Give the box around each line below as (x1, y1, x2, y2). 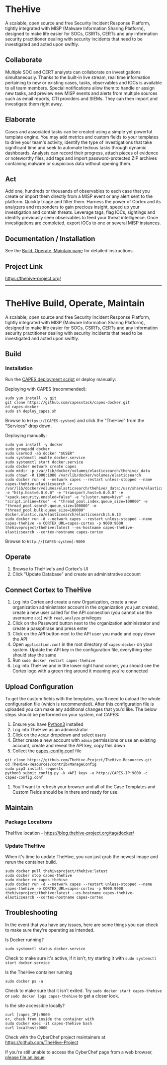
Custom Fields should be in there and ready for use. (12, 789, 119, 795)
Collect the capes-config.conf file (12, 748, 82, 754)
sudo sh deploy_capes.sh (5, 409, 57, 414)
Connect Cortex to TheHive (5, 585, 92, 594)
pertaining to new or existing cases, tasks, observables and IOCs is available (5, 79, 163, 85)
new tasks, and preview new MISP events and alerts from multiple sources (5, 90, 158, 96)
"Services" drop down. (5, 423, 52, 429)
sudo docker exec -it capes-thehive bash (5, 1021, 92, 1026)
